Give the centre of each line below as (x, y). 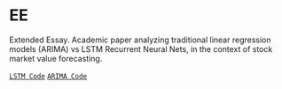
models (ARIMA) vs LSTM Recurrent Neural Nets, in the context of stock (141, 48)
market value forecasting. (56, 58)
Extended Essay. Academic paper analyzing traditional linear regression (141, 40)
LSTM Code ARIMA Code (48, 76)
